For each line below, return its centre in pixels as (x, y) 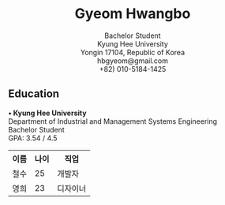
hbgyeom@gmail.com (133, 61)
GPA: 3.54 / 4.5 (33, 138)
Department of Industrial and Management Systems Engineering (113, 121)
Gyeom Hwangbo (133, 14)
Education (34, 94)
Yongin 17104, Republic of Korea (133, 52)
